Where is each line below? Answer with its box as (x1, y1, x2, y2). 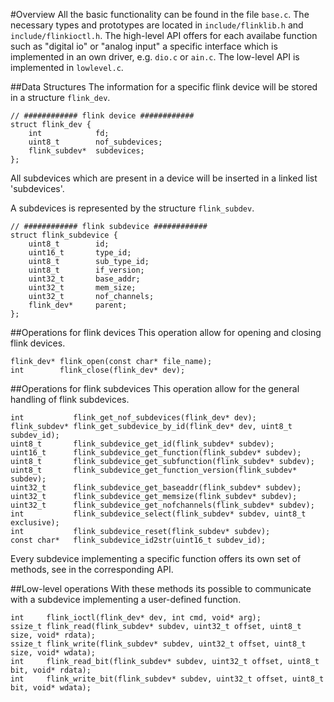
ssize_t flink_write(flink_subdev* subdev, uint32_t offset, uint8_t (10, 639, 307, 649)
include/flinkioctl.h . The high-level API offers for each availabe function (10, 30, 318, 41)
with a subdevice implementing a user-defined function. (10, 594, 242, 605)
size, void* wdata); (10, 648, 97, 658)
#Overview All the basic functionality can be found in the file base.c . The (10, 9, 310, 20)
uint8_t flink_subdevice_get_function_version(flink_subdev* (10, 465, 298, 475)
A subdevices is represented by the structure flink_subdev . (10, 202, 255, 214)
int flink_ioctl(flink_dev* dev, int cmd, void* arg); (10, 613, 262, 623)
